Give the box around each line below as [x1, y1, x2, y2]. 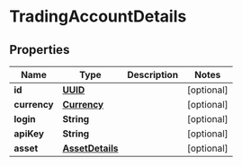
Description [127, 69, 178, 81]
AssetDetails [62, 142, 119, 154]
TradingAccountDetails [9, 6, 187, 27]
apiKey [13, 127, 45, 140]
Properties [9, 42, 70, 57]
